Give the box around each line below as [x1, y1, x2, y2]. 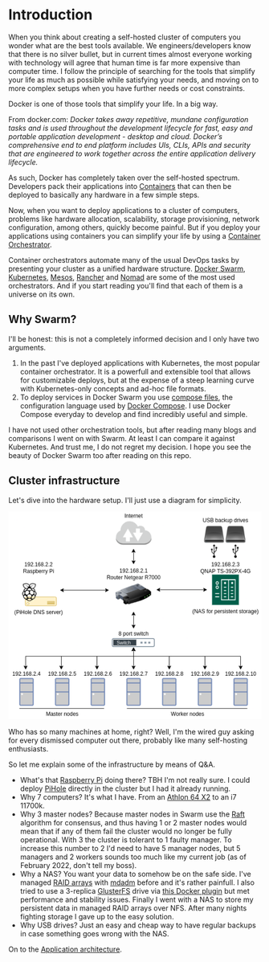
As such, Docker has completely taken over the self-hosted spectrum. [8, 173, 240, 182]
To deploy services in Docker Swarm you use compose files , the [19, 392, 233, 402]
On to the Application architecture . [8, 944, 123, 954]
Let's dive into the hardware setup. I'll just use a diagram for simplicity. [8, 495, 243, 505]
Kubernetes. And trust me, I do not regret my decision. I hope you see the [8, 442, 251, 452]
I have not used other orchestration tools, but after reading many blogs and [8, 424, 257, 435]
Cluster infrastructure [8, 474, 120, 488]
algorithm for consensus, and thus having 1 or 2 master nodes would [19, 817, 247, 827]
